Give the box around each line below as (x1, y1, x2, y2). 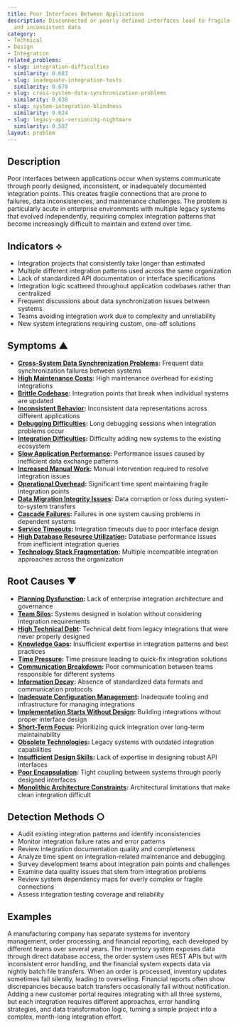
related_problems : (7, 57, 62, 64)
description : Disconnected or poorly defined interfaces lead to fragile (7, 17, 231, 24)
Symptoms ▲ (7, 340, 69, 352)
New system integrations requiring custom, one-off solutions (17, 319, 196, 327)
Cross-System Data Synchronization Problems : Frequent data (17, 359, 204, 367)
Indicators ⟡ (7, 240, 63, 252)
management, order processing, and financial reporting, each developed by (7, 937, 229, 946)
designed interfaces (17, 775, 77, 784)
